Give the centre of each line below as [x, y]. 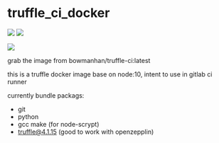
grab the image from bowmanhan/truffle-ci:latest [79, 60]
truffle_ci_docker [59, 13]
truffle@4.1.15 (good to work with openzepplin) [86, 132]
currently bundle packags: [46, 95]
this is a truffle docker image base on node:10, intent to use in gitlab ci [110, 74]
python [28, 116]
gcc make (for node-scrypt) [58, 124]
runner [17, 81]
